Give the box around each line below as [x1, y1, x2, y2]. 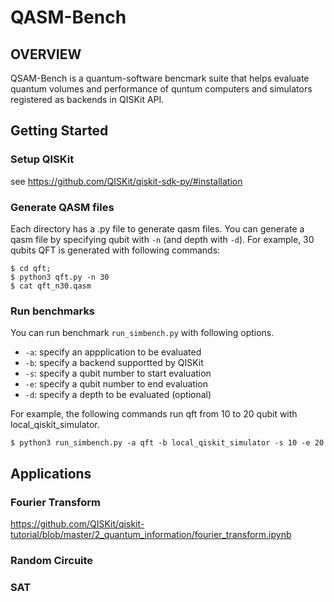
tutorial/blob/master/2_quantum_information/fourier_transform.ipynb [10, 528, 292, 540]
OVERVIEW [10, 46, 82, 63]
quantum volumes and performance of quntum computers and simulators [10, 83, 313, 95]
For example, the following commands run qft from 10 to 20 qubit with [10, 408, 298, 420]
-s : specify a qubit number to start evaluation [24, 367, 212, 380]
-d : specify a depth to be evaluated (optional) [24, 389, 212, 401]
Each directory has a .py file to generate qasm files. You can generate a [10, 222, 305, 235]
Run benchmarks [10, 304, 96, 318]
